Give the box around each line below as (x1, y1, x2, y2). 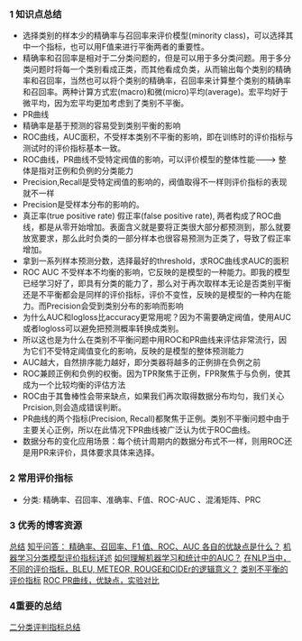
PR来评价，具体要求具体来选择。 (38, 447, 160, 458)
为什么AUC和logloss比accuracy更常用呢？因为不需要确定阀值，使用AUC (22, 312, 291, 323)
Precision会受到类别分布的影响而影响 (46, 300, 184, 312)
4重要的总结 (9, 600, 62, 612)
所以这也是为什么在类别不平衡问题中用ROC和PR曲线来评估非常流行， (22, 334, 279, 345)
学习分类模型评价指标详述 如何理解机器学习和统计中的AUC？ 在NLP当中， (16, 552, 291, 563)
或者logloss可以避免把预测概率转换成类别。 (22, 323, 184, 334)
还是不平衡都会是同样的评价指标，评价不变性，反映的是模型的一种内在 (22, 289, 284, 300)
